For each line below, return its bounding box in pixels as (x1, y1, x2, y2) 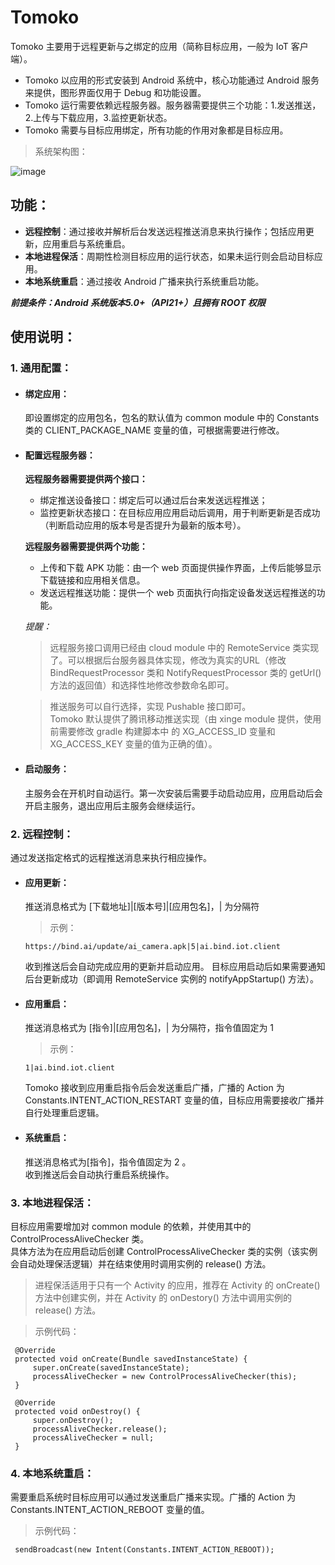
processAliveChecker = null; (32, 1432, 155, 1443)
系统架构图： (34, 145, 88, 157)
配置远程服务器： (24, 449, 96, 461)
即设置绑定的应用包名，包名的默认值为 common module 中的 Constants (24, 412, 320, 424)
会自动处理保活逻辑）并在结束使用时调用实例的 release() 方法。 (10, 1257, 272, 1270)
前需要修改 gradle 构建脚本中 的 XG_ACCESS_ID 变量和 (49, 726, 276, 738)
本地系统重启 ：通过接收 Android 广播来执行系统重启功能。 (24, 275, 265, 287)
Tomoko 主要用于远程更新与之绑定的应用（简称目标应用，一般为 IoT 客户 (10, 40, 309, 52)
